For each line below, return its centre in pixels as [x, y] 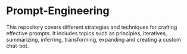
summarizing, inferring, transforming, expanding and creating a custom [94, 39]
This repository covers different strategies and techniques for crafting [92, 27]
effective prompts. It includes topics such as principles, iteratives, [87, 33]
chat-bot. [18, 46]
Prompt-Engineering [58, 11]
